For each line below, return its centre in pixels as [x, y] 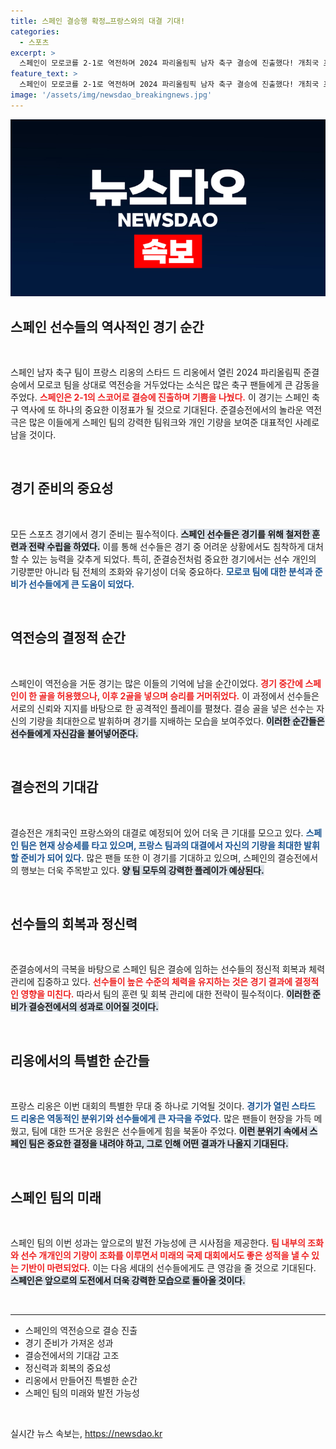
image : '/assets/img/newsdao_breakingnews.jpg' [111, 95]
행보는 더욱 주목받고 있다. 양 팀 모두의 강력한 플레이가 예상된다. [142, 870]
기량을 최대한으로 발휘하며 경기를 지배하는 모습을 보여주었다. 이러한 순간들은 [176, 721]
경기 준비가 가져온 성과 [69, 1342]
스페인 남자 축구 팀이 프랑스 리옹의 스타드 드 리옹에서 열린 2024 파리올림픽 [156, 372]
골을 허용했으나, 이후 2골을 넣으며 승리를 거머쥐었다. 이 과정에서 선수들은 [179, 696]
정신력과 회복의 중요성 [68, 1367]
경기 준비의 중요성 [62, 488]
